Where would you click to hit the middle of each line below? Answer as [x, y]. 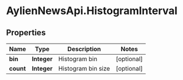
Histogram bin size [84, 69]
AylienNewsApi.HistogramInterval [92, 11]
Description [84, 49]
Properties [26, 33]
